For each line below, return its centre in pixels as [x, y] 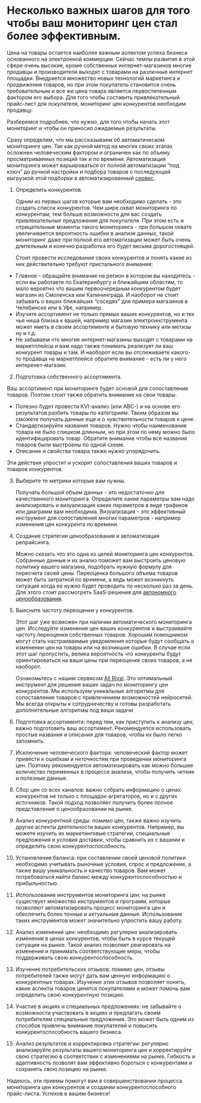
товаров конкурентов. [35, 469]
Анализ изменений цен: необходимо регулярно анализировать [96, 932]
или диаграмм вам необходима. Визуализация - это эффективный [100, 511]
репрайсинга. [33, 542]
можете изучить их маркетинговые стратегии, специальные [93, 833]
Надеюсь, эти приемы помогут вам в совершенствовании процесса [95, 1080]
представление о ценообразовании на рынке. [74, 809]
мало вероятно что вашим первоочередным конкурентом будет [98, 288]
